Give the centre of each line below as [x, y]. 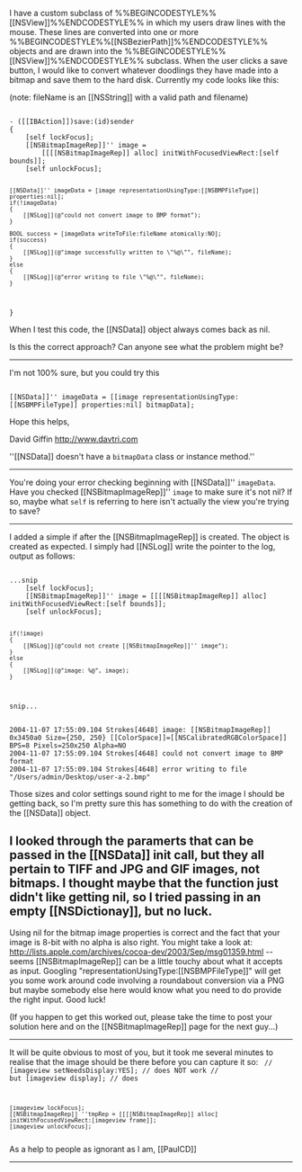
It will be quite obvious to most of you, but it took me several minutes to [142, 1052]
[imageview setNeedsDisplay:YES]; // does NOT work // [114, 1071]
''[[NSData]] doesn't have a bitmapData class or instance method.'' [132, 456]
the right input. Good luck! [58, 1000]
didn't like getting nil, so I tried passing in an [135, 897]
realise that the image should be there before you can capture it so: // [141, 1062]
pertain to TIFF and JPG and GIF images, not [135, 868]
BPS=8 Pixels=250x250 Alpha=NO [68, 746]
